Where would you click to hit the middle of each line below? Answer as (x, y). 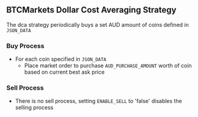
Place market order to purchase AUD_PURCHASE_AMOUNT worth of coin (108, 66)
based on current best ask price (64, 72)
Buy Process (25, 46)
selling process (34, 108)
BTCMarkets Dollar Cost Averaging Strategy (91, 10)
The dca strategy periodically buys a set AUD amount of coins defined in (97, 24)
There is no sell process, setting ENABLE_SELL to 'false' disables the (98, 101)
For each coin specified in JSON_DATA (61, 59)
